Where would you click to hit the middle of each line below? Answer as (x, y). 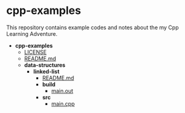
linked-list (46, 71)
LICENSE (35, 52)
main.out (62, 91)
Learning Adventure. (32, 33)
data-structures (45, 65)
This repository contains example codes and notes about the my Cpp (92, 27)
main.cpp (63, 103)
